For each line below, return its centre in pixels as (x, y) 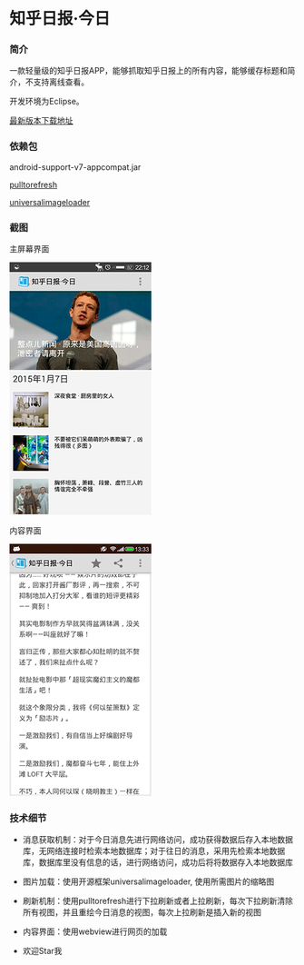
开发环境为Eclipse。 (47, 102)
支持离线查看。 (61, 82)
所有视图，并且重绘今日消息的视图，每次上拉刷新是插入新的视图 (142, 912)
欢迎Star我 (42, 951)
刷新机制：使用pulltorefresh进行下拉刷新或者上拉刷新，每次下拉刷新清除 (157, 901)
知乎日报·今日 (60, 19)
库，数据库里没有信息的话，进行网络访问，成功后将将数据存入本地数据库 (157, 862)
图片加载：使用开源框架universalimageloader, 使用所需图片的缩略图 (148, 881)
